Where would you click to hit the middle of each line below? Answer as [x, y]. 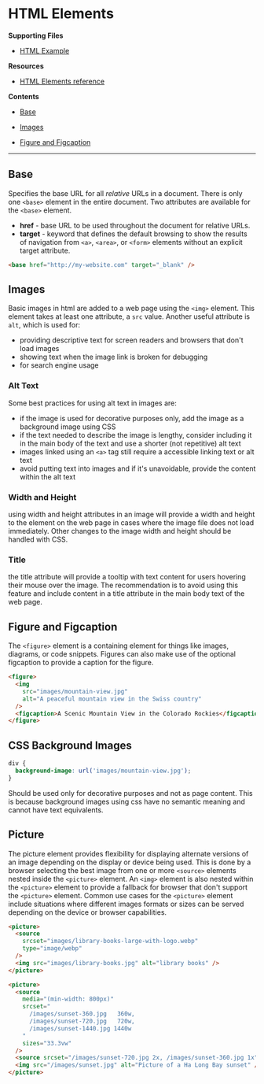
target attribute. [45, 250]
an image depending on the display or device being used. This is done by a [130, 862]
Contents [24, 96]
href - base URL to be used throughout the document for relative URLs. [135, 225]
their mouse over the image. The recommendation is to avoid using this [123, 585]
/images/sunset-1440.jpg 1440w [80, 1028]
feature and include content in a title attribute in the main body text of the [126, 594]
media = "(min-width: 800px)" [68, 999]
